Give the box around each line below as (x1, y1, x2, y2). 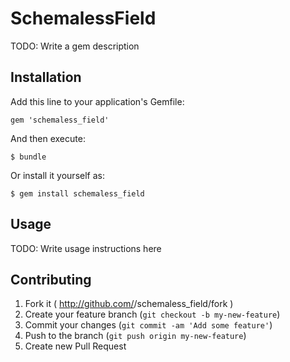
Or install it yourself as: (10, 169, 105, 181)
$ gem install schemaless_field (10, 188, 145, 199)
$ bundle (10, 152, 47, 162)
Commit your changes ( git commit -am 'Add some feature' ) (24, 319, 273, 331)
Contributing (10, 271, 92, 288)
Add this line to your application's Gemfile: (10, 95, 185, 107)
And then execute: (10, 132, 86, 144)
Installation (10, 69, 82, 86)
